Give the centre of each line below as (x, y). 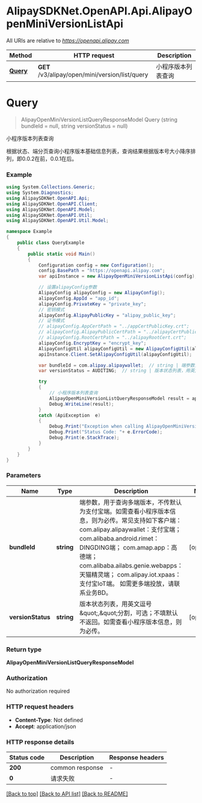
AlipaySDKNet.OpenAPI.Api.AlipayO (99, 11)
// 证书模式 (51, 321)
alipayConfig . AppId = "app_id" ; (79, 298)
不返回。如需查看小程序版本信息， (127, 622)
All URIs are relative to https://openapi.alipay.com (68, 40)
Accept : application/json (45, 726)
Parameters (23, 476)
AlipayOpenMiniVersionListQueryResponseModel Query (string (99, 119)
